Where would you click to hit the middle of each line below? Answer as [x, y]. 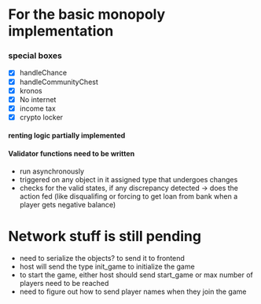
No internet [38, 99]
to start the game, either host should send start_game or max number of [136, 275]
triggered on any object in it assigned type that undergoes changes [129, 179]
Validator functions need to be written [72, 154]
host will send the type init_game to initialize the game [107, 266]
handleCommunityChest [59, 82]
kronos [31, 90]
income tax [38, 108]
